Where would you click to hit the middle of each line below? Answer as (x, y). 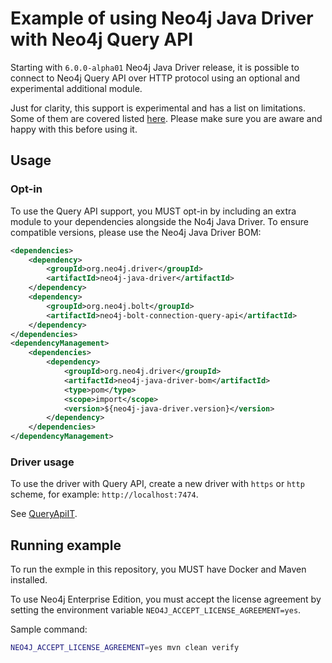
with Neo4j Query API (102, 39)
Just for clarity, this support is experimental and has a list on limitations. (158, 108)
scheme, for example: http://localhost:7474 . (104, 494)
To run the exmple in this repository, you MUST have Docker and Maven (158, 569)
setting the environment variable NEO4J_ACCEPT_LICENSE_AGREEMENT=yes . (156, 610)
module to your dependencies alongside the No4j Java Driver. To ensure (159, 221)
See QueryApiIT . (44, 514)
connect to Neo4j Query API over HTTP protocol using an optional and (155, 78)
